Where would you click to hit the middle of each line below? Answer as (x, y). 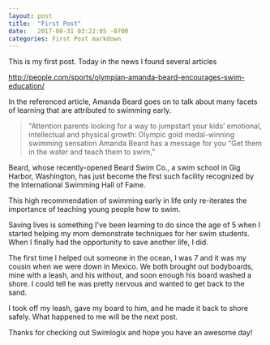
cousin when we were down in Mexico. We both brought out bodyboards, (131, 267)
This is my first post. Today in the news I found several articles (113, 62)
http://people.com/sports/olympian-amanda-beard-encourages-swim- (127, 77)
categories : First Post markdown (65, 39)
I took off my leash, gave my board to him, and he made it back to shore (129, 308)
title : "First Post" (45, 24)
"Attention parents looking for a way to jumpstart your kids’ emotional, (145, 126)
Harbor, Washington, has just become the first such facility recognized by (131, 176)
